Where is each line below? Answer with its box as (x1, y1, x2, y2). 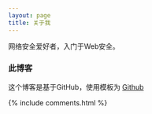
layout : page (8, 11, 51, 20)
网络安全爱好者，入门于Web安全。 (8, 41, 120, 51)
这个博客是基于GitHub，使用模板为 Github (8, 82, 144, 91)
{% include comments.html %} (8, 97, 108, 107)
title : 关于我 (8, 19, 51, 27)
